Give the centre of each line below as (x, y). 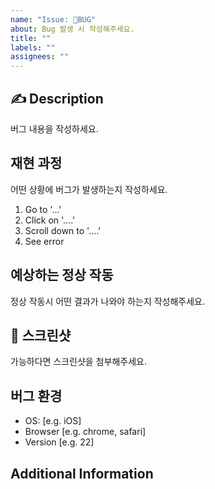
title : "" (31, 38)
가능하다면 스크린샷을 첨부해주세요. (78, 362)
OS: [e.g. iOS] (53, 421)
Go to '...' (43, 209)
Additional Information (82, 473)
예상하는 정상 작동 (62, 275)
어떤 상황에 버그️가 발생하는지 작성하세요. (89, 189)
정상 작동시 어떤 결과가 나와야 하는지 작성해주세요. (108, 301)
